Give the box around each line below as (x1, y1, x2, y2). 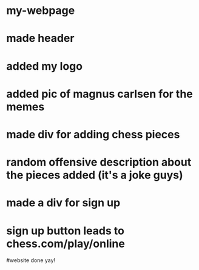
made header (6, 32, 75, 46)
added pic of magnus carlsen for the (6, 87, 193, 101)
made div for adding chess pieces (6, 127, 180, 141)
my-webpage (6, 4, 75, 18)
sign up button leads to (6, 224, 124, 237)
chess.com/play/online (6, 237, 126, 251)
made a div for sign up (6, 196, 121, 210)
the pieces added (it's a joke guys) (6, 168, 183, 182)
